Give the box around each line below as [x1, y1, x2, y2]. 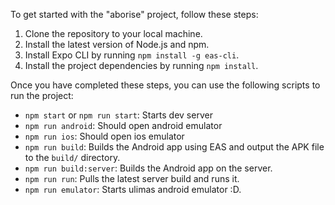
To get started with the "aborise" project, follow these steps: [10, 9, 259, 20]
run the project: [10, 90, 74, 101]
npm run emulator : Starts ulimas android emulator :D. [24, 184, 242, 195]
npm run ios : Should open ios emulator [24, 130, 185, 142]
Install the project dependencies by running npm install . [24, 60, 259, 71]
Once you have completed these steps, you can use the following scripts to [10, 79, 321, 91]
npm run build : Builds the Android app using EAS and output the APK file [24, 141, 325, 153]
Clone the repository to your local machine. [24, 28, 203, 39]
